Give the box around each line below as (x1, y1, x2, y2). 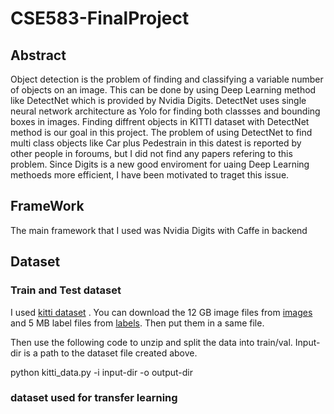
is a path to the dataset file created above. (23, 347, 198, 359)
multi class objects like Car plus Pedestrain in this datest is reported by (10, 137, 302, 149)
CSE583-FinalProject (10, 7, 190, 30)
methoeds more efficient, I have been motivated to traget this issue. (10, 169, 290, 181)
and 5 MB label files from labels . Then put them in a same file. (10, 317, 265, 329)
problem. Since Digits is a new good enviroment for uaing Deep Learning (10, 158, 310, 170)
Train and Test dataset (10, 283, 122, 297)
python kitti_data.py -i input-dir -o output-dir (10, 366, 193, 378)
